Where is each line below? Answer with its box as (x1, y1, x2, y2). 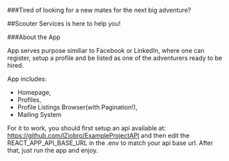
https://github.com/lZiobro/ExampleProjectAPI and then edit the (7, 132, 190, 139)
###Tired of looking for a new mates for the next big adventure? (7, 6, 191, 14)
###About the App (7, 33, 61, 41)
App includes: (7, 75, 47, 83)
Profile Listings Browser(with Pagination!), (17, 103, 138, 111)
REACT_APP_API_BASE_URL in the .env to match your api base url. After (7, 139, 214, 147)
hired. (7, 61, 24, 69)
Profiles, (17, 95, 42, 104)
